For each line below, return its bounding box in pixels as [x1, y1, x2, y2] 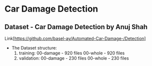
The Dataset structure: [11, 45, 57, 50]
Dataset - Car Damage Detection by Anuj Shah [4, 23, 148, 31]
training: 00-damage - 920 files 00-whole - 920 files [19, 50, 125, 56]
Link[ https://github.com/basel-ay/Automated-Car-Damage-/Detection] [4, 35, 146, 41]
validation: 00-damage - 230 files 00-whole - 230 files [19, 55, 129, 61]
